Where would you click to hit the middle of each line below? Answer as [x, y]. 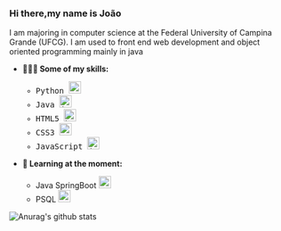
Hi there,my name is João [65, 13]
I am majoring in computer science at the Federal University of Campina [141, 33]
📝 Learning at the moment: [72, 164]
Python [50, 91]
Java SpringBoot [66, 186]
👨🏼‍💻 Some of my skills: [65, 69]
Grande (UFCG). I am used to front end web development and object [135, 42]
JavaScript [59, 147]
